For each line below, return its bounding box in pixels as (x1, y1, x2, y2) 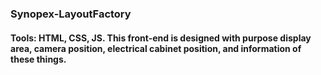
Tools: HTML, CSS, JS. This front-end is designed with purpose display (10, 32, 312, 44)
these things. (10, 53, 67, 65)
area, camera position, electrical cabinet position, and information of (10, 42, 302, 54)
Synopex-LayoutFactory (10, 7, 132, 21)
